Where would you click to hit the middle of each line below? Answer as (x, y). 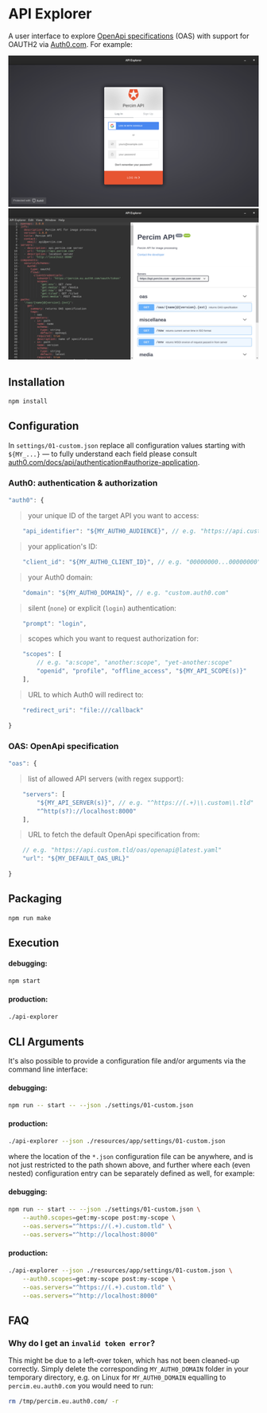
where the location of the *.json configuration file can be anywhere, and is (131, 1157)
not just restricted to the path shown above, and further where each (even (129, 1165)
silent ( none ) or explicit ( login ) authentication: (102, 608)
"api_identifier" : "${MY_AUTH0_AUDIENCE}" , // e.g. (110, 531)
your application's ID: (62, 546)
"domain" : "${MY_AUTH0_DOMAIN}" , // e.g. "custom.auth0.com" (126, 593)
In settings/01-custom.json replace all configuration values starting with (127, 445)
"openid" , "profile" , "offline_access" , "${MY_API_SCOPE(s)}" (142, 671)
